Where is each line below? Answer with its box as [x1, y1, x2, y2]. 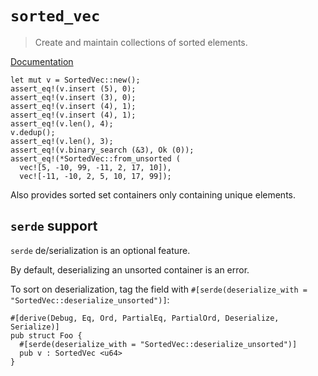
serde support [10, 218, 98, 235]
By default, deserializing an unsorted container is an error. [10, 263, 250, 276]
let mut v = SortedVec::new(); [10, 75, 141, 85]
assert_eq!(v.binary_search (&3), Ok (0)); [10, 145, 195, 155]
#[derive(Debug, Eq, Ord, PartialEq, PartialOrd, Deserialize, [10, 313, 280, 323]
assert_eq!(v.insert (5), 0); [10, 83, 137, 94]
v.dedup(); [10, 127, 56, 137]
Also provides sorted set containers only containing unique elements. [10, 188, 296, 201]
